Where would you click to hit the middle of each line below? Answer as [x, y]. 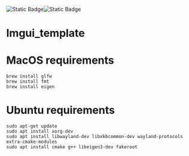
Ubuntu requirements [61, 110]
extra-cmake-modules [32, 142]
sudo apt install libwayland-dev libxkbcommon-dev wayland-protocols [95, 137]
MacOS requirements [60, 60]
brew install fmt [28, 82]
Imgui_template [45, 33]
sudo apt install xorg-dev [40, 132]
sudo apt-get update [32, 126]
